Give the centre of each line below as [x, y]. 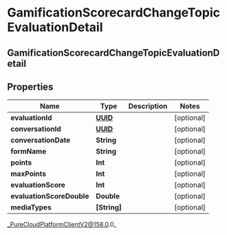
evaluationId [32, 118]
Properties [30, 86]
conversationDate [41, 141]
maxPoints [29, 174]
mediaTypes [31, 207]
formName [29, 152]
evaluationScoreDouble [50, 196]
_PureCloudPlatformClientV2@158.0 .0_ [62, 225]
